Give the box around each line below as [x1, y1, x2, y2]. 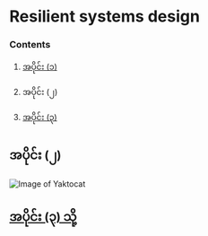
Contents [9, 39, 51, 51]
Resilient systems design [9, 6, 200, 27]
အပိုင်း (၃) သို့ [9, 209, 77, 224]
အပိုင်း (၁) [22, 61, 58, 73]
